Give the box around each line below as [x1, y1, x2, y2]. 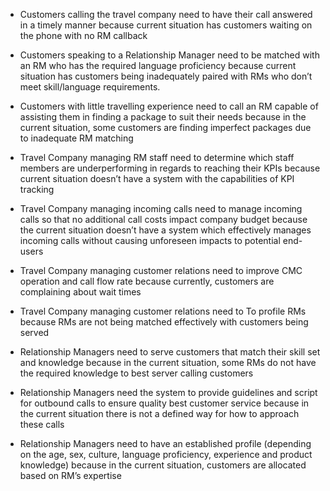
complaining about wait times [19, 286, 142, 298]
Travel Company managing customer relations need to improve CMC [19, 265, 303, 276]
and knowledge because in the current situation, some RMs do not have [19, 357, 317, 368]
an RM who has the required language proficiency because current [19, 60, 297, 71]
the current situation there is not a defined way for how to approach [19, 408, 300, 419]
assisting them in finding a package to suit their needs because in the [19, 111, 307, 123]
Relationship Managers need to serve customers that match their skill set [19, 346, 321, 358]
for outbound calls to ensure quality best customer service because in [19, 397, 310, 409]
